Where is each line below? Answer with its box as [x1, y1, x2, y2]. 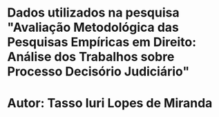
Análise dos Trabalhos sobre [7, 49, 175, 65]
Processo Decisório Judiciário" [7, 64, 190, 80]
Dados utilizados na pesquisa [7, 5, 180, 21]
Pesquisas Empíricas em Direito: [7, 35, 197, 50]
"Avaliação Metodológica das [7, 19, 180, 35]
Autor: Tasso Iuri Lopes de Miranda [7, 96, 213, 111]
